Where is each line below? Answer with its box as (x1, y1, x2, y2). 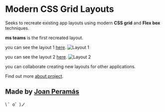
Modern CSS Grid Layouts (5, 3, 114, 15)
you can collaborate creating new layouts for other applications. (5, 63, 136, 69)
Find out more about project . (5, 73, 64, 79)
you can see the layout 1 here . (5, 44, 67, 50)
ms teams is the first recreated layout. (5, 35, 83, 41)
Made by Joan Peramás (5, 88, 80, 96)
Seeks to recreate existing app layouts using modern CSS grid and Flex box (5, 20, 161, 26)
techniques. (5, 25, 29, 31)
